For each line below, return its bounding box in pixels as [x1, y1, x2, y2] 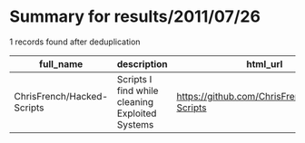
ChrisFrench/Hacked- [14, 90, 109, 102]
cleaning [116, 95, 154, 108]
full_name [39, 57, 84, 70]
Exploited [116, 107, 157, 119]
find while [116, 84, 159, 97]
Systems [116, 118, 154, 130]
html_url [246, 57, 283, 70]
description [116, 57, 168, 70]
